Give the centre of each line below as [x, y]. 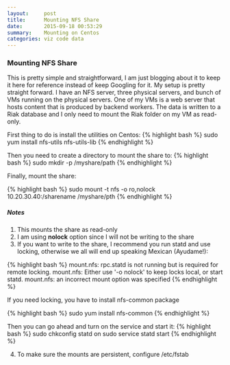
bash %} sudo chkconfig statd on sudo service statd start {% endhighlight [112, 334]
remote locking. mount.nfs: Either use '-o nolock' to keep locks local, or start [115, 272]
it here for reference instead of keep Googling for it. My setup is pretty [106, 85]
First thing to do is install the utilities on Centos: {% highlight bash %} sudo [113, 135]
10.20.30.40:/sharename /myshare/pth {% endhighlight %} [90, 197]
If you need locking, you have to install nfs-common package [93, 300]
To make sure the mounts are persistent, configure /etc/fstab [103, 355]
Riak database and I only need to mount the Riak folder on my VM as [104, 115]
